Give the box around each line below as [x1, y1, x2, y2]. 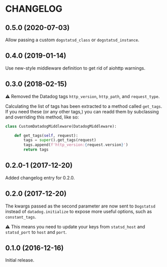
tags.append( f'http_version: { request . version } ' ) [23, 142, 128, 147]
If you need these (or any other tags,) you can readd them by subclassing [5, 108, 159, 114]
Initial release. [5, 257, 35, 263]
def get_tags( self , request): [14, 133, 79, 138]
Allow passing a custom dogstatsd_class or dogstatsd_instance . [5, 37, 140, 43]
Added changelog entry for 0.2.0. [5, 174, 75, 181]
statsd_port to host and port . [5, 229, 67, 235]
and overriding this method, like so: [5, 114, 79, 120]
